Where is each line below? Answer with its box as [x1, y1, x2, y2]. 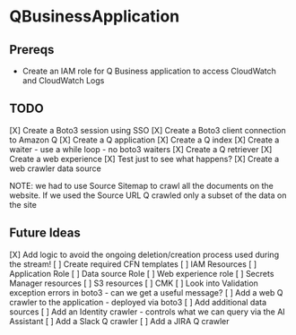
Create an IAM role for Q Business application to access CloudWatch [22, 65, 276, 76]
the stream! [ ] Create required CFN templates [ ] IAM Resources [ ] [9, 258, 257, 270]
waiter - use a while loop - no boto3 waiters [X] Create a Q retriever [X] [9, 143, 273, 154]
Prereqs [9, 42, 55, 57]
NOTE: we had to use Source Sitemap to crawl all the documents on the [9, 180, 274, 191]
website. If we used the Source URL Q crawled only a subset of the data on [9, 190, 287, 201]
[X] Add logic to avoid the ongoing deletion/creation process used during [9, 249, 280, 260]
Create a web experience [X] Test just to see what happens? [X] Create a [9, 153, 280, 164]
